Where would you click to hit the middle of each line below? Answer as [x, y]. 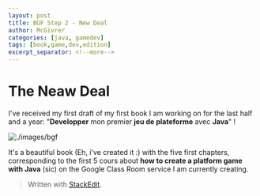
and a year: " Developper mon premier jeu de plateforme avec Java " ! [122, 121]
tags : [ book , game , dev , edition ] [60, 45]
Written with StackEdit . [65, 184]
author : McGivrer [37, 30]
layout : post [30, 15]
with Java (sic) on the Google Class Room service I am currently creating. [128, 169]
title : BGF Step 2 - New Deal [58, 23]
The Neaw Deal [59, 91]
